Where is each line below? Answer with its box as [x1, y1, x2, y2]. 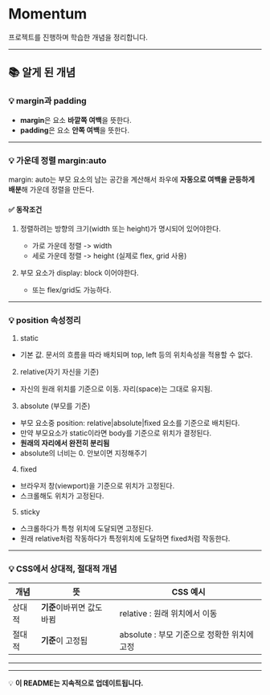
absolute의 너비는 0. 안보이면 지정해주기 [19, 448, 147, 458]
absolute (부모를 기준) [19, 401, 91, 411]
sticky [19, 507, 40, 517]
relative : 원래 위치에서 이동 [119, 607, 218, 619]
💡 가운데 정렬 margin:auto [8, 154, 107, 166]
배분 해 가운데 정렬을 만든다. [8, 184, 95, 194]
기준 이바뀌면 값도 [40, 602, 103, 613]
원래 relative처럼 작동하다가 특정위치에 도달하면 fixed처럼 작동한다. [19, 534, 231, 543]
